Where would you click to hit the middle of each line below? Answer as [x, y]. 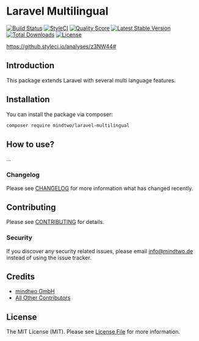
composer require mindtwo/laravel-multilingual [68, 125]
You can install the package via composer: [60, 114]
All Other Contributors [43, 298]
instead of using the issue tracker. [49, 257]
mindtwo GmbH [35, 292]
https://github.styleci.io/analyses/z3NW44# [61, 46]
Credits [21, 277]
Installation [28, 100]
